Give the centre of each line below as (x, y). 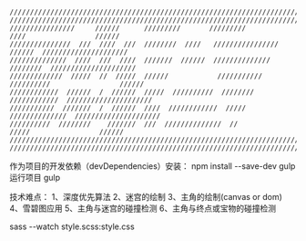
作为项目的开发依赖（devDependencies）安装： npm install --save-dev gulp (153, 166)
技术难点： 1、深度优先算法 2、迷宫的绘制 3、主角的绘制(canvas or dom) (146, 197)
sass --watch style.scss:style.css (72, 226)
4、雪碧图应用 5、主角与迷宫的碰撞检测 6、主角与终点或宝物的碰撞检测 (143, 208)
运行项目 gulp (35, 178)
